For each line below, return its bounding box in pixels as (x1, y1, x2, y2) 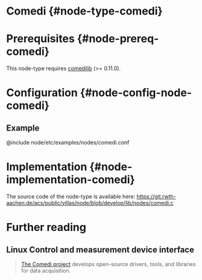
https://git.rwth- (136, 193, 176, 200)
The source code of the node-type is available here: (6, 193, 136, 200)
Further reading (6, 221, 86, 234)
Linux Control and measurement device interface (6, 244, 195, 255)
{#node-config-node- (80, 86, 192, 100)
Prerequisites (6, 32, 75, 46)
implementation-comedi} (6, 173, 136, 187)
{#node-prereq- (77, 32, 159, 46)
